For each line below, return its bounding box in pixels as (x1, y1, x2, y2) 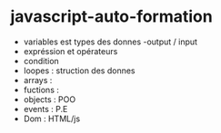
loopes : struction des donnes (23, 65, 136, 76)
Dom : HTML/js (23, 113, 81, 124)
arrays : (23, 74, 53, 85)
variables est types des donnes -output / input (23, 36, 198, 47)
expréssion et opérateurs (23, 45, 118, 56)
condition (23, 55, 60, 66)
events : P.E (23, 103, 68, 114)
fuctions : (23, 84, 60, 95)
